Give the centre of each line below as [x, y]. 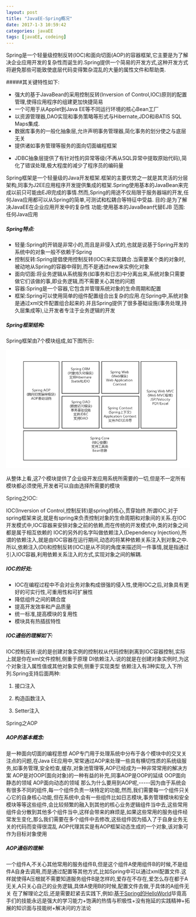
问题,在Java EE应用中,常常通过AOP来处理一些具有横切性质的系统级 [101, 760]
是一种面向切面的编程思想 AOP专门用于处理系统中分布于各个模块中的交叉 [94, 753]
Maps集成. [27, 124]
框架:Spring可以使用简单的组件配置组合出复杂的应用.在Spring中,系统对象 [101, 296]
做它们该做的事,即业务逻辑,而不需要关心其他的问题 [75, 281]
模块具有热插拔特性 [38, 621]
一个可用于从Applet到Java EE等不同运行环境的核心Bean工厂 [87, 109]
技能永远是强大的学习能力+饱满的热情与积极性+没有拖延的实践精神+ [103, 901]
